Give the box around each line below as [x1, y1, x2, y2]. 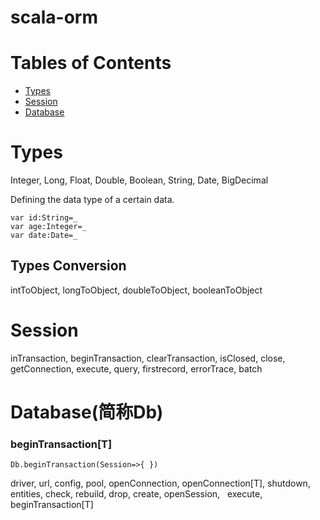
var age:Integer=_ [10, 222, 87, 232]
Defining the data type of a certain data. [10, 194, 175, 206]
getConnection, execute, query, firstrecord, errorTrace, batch [10, 362, 263, 375]
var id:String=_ [10, 213, 78, 223]
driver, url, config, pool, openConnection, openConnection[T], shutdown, [10, 477, 311, 490]
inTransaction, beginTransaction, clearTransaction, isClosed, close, [10, 352, 286, 364]
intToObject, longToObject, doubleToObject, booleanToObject [10, 284, 263, 296]
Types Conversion [10, 257, 127, 275]
